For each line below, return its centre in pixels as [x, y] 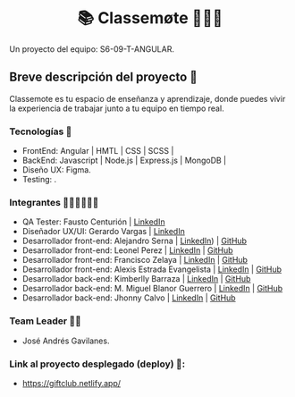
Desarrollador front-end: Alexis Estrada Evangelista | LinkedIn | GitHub [152, 269]
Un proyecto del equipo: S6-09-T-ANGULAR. [92, 49]
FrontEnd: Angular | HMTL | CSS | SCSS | [98, 151]
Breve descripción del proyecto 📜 [104, 77]
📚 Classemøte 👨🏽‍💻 [150, 18]
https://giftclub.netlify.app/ [72, 383]
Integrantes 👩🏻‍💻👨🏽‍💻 [54, 202]
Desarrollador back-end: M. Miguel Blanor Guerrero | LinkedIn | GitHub [152, 289]
